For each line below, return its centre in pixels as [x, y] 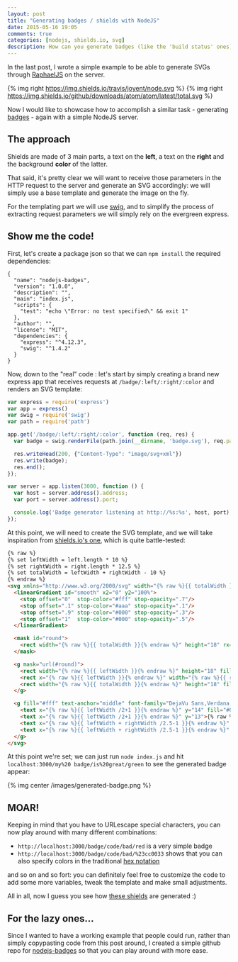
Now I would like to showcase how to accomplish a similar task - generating [118, 110]
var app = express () [38, 408]
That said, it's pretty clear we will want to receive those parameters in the [114, 177]
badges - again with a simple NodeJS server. [73, 117]
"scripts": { [33, 305]
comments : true [30, 34]
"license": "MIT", [41, 330]
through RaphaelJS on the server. [56, 74]
